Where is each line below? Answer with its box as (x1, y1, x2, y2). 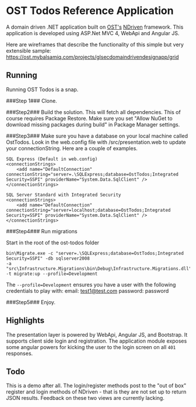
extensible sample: (6, 47, 51, 54)
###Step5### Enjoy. (6, 298, 56, 305)
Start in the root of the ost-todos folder (6, 239, 100, 246)
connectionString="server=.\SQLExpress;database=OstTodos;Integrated (6, 171, 179, 177)
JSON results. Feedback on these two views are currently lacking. (6, 395, 164, 402)
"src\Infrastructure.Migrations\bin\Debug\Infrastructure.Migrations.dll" (6, 265, 192, 271)
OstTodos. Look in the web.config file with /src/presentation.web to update (6, 139, 187, 146)
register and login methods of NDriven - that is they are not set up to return (6, 388, 187, 395)
